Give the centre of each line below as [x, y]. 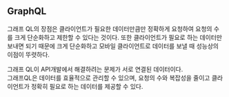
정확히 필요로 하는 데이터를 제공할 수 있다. [87, 86]
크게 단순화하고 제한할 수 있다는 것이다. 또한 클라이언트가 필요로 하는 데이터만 [118, 37]
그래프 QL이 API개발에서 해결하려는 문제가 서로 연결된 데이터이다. [95, 69]
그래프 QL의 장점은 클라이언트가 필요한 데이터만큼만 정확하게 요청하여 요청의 [110, 29]
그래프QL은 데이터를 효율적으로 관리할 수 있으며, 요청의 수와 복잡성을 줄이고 [109, 78]
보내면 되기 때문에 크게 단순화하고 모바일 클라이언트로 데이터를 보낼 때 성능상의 [113, 46]
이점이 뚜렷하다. [29, 54]
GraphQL [27, 11]
